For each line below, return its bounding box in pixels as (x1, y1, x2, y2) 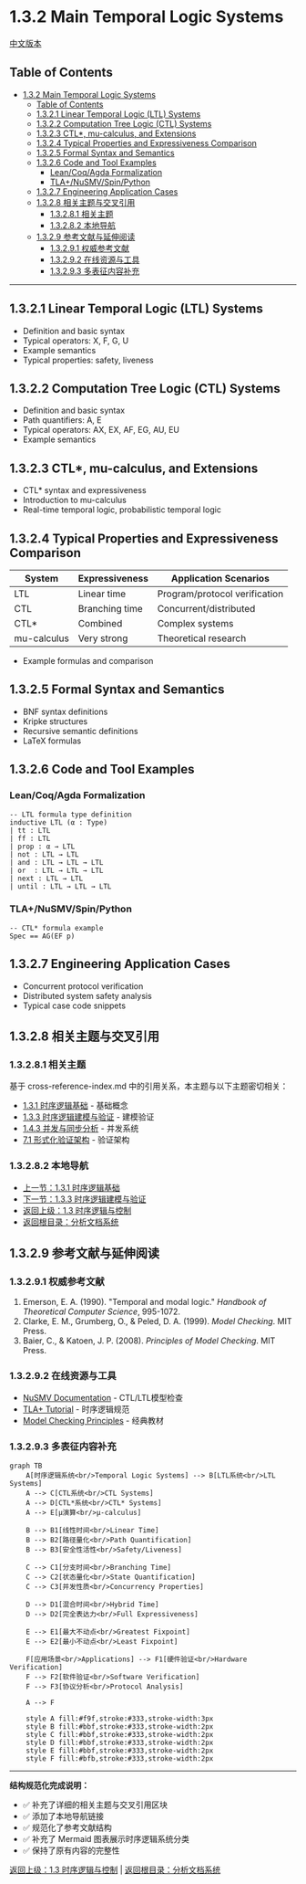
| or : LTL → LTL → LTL (9, 866, 104, 875)
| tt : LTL (9, 826, 51, 835)
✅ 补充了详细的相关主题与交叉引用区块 (22, 1799, 168, 1810)
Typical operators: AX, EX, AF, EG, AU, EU (22, 425, 180, 436)
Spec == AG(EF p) (9, 931, 76, 941)
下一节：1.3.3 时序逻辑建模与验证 (22, 1194, 147, 1205)
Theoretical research (157, 632, 247, 645)
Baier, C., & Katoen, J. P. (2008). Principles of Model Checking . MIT (22, 1335, 276, 1346)
